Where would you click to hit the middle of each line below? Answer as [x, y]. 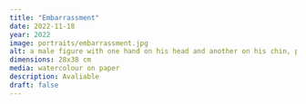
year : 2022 [30, 34]
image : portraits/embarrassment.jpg [79, 43]
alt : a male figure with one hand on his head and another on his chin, [150, 52]
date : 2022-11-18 [42, 26]
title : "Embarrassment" [55, 18]
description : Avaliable [55, 77]
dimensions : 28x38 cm [51, 60]
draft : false [34, 85]
